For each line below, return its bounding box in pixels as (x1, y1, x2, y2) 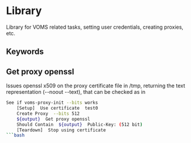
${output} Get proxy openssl (16, 116, 91, 122)
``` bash (6, 132, 25, 138)
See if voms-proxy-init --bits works (6, 100, 98, 106)
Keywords (6, 47, 44, 57)
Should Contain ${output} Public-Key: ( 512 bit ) (16, 121, 143, 127)
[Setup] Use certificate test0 (16, 105, 98, 111)
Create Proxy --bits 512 (16, 110, 80, 117)
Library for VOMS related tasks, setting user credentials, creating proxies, (6, 23, 183, 30)
